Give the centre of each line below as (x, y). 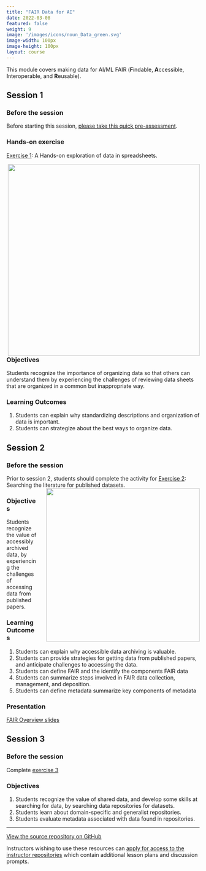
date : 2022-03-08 (29, 18)
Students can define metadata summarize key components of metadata (106, 691)
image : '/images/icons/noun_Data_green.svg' (64, 35)
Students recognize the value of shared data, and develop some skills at (106, 799)
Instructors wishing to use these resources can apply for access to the (95, 848)
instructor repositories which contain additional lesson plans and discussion (102, 854)
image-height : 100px (33, 47)
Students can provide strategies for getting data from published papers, (106, 658)
